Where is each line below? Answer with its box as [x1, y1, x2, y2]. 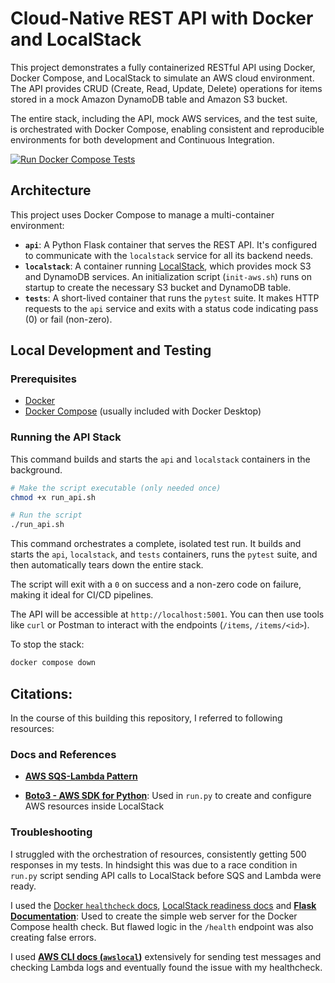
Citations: [10, 685, 73, 702]
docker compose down [10, 658, 97, 668]
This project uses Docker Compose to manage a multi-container [10, 208, 275, 221]
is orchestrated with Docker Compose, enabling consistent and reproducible [10, 123, 325, 135]
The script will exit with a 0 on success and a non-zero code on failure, [10, 578, 302, 591]
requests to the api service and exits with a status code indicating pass [24, 302, 319, 314]
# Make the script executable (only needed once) [10, 483, 222, 493]
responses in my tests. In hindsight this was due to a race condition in [10, 858, 298, 871]
